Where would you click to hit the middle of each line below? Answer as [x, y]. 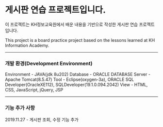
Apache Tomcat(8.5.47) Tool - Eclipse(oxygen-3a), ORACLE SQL [70, 80]
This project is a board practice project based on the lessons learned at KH [80, 40]
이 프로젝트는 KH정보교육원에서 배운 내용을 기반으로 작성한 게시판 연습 [72, 24]
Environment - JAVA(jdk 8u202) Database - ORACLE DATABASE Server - [78, 74]
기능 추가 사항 [20, 108]
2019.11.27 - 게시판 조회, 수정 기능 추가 [42, 119]
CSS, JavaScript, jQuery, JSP [34, 90]
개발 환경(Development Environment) [49, 63]
